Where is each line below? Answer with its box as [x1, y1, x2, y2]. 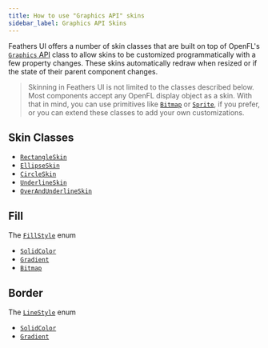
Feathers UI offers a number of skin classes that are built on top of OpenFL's [8, 41, 260, 50]
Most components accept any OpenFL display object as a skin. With [27, 90, 253, 100]
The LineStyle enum [8, 307, 76, 317]
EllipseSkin [19, 162, 60, 170]
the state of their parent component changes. [8, 66, 158, 76]
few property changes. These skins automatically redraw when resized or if [8, 58, 258, 68]
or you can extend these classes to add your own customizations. [27, 107, 245, 117]
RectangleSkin [19, 154, 67, 162]
